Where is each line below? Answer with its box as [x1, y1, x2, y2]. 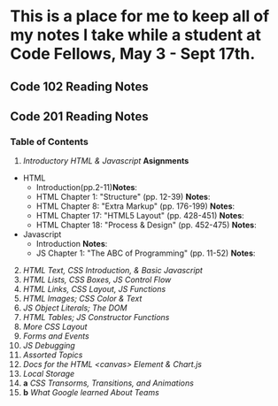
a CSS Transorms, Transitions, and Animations [22, 378, 194, 388]
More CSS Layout [22, 321, 88, 333]
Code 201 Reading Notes [10, 109, 149, 124]
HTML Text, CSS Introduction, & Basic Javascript [22, 265, 203, 276]
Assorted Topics [22, 349, 83, 360]
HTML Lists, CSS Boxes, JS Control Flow [22, 274, 172, 285]
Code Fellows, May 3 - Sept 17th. [10, 44, 256, 64]
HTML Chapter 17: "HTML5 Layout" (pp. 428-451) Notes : [35, 211, 244, 221]
